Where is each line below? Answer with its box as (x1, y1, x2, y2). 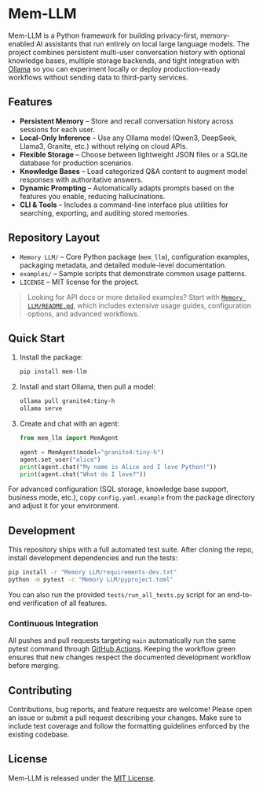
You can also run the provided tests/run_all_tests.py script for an (8, 589, 226, 599)
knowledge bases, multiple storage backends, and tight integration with (8, 56, 239, 65)
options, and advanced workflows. (27, 308, 140, 319)
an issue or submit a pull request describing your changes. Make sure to (8, 713, 242, 722)
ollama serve (19, 404, 63, 413)
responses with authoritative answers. (19, 175, 144, 184)
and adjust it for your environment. (8, 501, 120, 511)
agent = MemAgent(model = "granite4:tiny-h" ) (19, 448, 165, 456)
